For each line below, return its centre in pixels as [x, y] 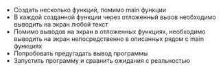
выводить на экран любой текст [61, 24]
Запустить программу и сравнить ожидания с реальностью [102, 60]
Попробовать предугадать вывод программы [81, 53]
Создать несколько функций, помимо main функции [90, 10]
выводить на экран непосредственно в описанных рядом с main [109, 39]
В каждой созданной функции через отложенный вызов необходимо [115, 17]
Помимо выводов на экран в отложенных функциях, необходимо [109, 31]
